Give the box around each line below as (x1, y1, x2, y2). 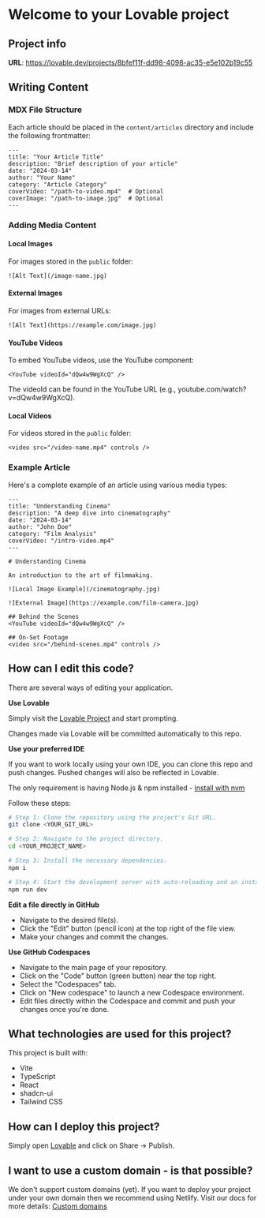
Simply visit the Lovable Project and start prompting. (8, 713, 179, 723)
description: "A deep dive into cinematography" (8, 509, 171, 517)
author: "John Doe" (8, 523, 73, 530)
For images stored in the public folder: (8, 257, 133, 266)
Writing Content (8, 81, 89, 94)
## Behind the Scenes (8, 613, 80, 620)
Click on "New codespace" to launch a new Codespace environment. (19, 988, 244, 997)
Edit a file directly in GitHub (8, 900, 100, 909)
